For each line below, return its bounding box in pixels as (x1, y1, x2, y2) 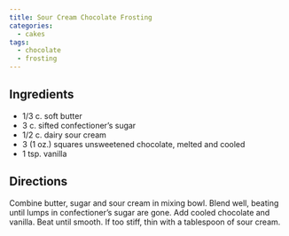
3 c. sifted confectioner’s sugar (21, 120, 137, 130)
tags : (9, 37, 29, 47)
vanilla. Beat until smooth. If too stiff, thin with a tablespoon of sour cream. (9, 216, 281, 227)
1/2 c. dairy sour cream (21, 130, 106, 140)
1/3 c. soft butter (21, 110, 82, 121)
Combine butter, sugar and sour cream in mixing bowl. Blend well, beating (9, 197, 279, 208)
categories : (9, 21, 53, 30)
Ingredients (9, 87, 74, 102)
